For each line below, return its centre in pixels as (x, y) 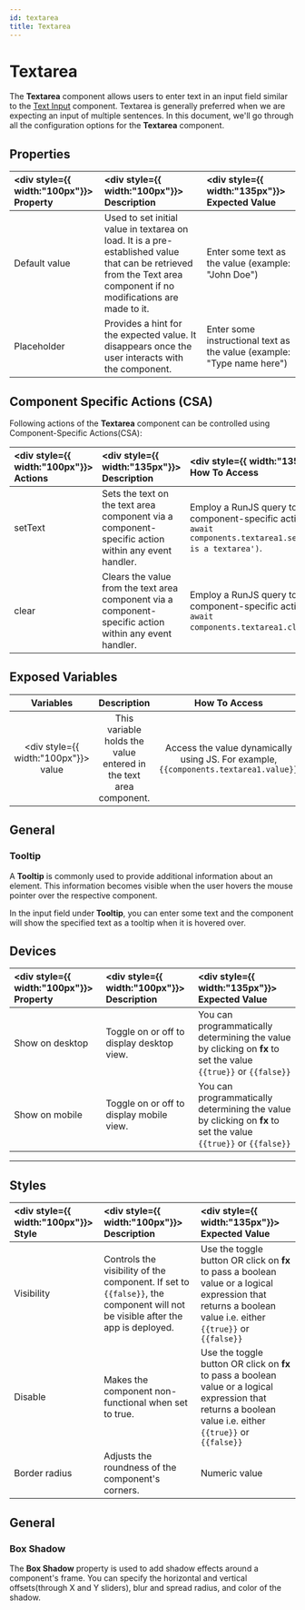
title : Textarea (40, 26)
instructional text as (248, 340)
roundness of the (140, 1468)
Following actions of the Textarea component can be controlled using (140, 423)
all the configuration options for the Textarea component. (117, 126)
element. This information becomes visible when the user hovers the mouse (151, 886)
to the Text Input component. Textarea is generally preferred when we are (148, 106)
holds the (124, 741)
